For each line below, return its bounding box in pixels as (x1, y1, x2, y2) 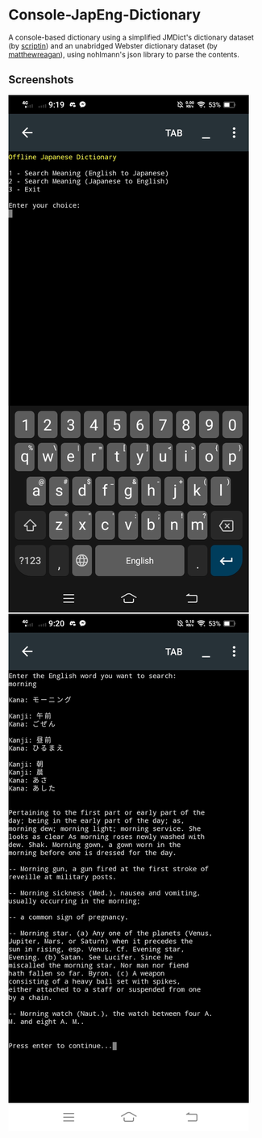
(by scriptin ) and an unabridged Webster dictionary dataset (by (8, 40, 218, 50)
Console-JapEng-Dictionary (8, 6, 202, 24)
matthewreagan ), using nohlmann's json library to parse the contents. (8, 49, 239, 59)
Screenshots (8, 73, 74, 86)
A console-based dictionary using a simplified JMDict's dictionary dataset (8, 32, 254, 42)
